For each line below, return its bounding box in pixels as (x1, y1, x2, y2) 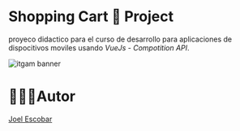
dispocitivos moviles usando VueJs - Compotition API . (8, 42, 190, 52)
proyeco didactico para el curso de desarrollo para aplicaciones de (8, 34, 233, 44)
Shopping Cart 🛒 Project (8, 7, 174, 26)
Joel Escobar (8, 114, 53, 124)
